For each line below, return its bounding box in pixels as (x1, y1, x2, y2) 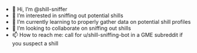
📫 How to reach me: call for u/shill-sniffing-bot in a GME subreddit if (11, 32, 183, 38)
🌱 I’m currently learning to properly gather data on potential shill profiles (11, 18, 191, 25)
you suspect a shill (11, 40, 58, 47)
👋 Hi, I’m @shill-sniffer (11, 6, 67, 13)
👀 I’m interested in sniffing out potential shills (11, 12, 124, 19)
